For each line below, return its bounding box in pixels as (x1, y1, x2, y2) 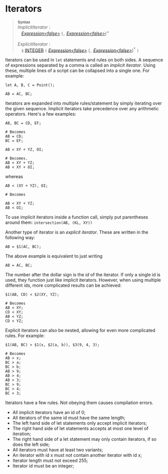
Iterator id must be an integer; (12, 463, 74, 469)
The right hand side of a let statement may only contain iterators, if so (12, 436, 157, 442)
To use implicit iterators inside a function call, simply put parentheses (5, 214, 148, 220)
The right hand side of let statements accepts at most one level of (12, 426, 149, 432)
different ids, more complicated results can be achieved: (5, 282, 122, 288)
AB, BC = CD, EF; (5, 121, 42, 126)
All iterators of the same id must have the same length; (12, 415, 125, 421)
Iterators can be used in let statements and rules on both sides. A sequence (5, 57, 163, 63)
